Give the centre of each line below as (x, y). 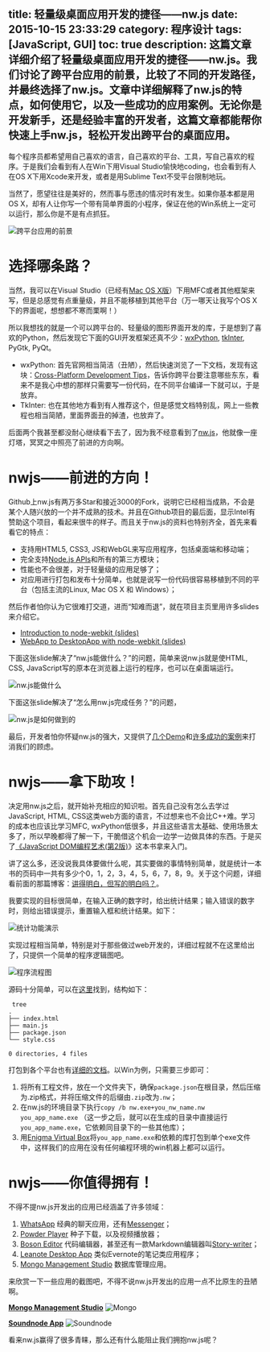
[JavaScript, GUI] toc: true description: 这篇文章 (130, 45)
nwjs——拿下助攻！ (74, 782)
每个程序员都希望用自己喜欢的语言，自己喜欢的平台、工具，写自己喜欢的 (128, 156)
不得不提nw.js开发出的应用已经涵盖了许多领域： (87, 1206)
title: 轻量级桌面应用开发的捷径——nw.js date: (123, 15)
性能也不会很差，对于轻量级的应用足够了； (90, 569)
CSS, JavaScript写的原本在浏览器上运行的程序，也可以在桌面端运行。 (123, 668)
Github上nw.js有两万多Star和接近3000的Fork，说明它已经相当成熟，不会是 (132, 501)
